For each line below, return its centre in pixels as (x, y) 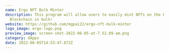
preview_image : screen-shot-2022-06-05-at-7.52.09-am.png (67, 33)
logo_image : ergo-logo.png (33, 29)
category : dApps (22, 38)
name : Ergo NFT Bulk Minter (35, 10)
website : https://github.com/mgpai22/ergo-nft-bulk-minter (68, 24)
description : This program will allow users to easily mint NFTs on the (83, 15)
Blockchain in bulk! (31, 19)
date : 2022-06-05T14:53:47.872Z (39, 43)
